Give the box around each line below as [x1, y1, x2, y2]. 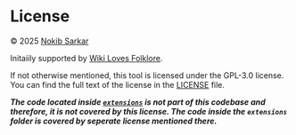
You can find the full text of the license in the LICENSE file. [10, 79, 226, 90]
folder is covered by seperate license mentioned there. [10, 115, 218, 126]
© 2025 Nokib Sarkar [10, 36, 89, 46]
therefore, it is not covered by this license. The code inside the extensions [10, 106, 288, 116]
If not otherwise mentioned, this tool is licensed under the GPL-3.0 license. [10, 69, 284, 81]
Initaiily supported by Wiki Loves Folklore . [10, 52, 163, 63]
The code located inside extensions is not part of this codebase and [10, 96, 266, 107]
